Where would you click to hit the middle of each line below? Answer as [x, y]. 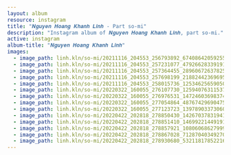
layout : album [27, 13]
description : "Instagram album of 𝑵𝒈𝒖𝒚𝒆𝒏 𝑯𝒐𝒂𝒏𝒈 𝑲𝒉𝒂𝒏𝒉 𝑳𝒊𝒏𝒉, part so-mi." [115, 33]
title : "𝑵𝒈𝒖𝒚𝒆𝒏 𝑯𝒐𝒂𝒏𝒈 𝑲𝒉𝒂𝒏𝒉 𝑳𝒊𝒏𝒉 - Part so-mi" [77, 26]
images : [18, 52]
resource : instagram [37, 20]
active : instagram [33, 39]
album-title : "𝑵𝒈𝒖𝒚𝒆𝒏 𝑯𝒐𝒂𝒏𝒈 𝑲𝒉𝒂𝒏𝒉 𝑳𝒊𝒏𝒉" [66, 45]
